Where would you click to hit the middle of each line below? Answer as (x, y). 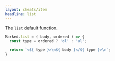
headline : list (21, 14)
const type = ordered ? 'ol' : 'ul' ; (48, 41)
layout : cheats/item (26, 9)
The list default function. (31, 28)
